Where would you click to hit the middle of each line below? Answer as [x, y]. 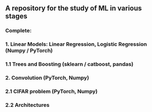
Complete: [18, 31]
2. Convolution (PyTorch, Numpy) [47, 78]
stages [16, 16]
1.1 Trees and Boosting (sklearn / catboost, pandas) [69, 64]
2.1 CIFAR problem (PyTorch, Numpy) [51, 91]
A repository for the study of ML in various [73, 8]
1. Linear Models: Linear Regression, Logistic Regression [76, 44]
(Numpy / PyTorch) [29, 51]
